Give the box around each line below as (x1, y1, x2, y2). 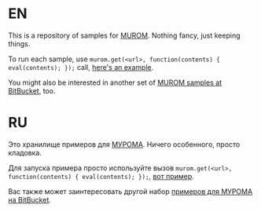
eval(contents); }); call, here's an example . (8, 62, 154, 71)
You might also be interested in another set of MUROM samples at (8, 78, 222, 87)
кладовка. (8, 148, 42, 157)
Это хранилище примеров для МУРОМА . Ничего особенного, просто (8, 139, 241, 149)
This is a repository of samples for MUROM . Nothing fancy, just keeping (8, 31, 241, 40)
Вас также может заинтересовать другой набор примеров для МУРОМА (8, 186, 253, 196)
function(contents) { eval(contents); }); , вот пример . (8, 171, 194, 181)
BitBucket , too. (8, 86, 56, 95)
